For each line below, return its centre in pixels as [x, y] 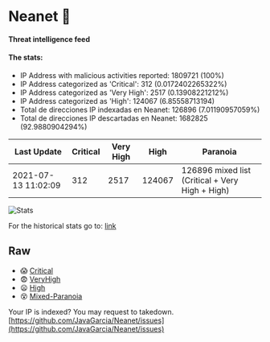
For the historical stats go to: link [62, 225]
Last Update [39, 151]
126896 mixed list [216, 170]
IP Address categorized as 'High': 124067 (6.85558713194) [117, 101]
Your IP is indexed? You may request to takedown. [91, 311]
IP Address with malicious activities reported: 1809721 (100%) [122, 75]
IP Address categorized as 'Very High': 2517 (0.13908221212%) [124, 93]
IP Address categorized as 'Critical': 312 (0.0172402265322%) [123, 84]
